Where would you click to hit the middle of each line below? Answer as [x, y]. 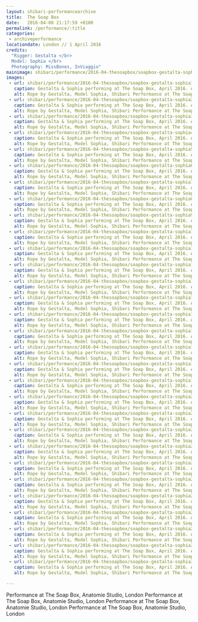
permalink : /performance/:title [46, 28]
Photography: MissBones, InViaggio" [56, 67]
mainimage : [19, 72]
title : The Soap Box [33, 17]
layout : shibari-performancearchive [51, 12]
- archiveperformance [35, 39]
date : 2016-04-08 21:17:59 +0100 [50, 22]
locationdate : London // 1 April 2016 [54, 45]
